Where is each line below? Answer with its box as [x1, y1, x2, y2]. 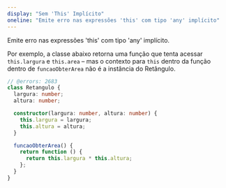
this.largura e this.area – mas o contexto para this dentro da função [7, 57, 211, 65]
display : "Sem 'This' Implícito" [7, 10, 105, 17]
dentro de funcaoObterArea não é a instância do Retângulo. [7, 64, 176, 73]
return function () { [20, 148, 82, 156]
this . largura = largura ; [20, 116, 92, 123]
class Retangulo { [7, 85, 61, 92]
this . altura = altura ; [20, 123, 86, 130]
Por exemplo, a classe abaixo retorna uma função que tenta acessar [7, 50, 204, 58]
